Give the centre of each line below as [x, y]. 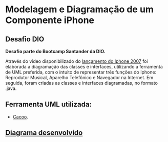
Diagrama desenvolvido [44, 133]
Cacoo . [20, 116]
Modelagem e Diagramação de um [79, 9]
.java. [11, 88]
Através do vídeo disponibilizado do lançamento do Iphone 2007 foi [77, 61]
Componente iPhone [50, 20]
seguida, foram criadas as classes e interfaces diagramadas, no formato [81, 83]
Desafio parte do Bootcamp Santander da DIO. [56, 51]
